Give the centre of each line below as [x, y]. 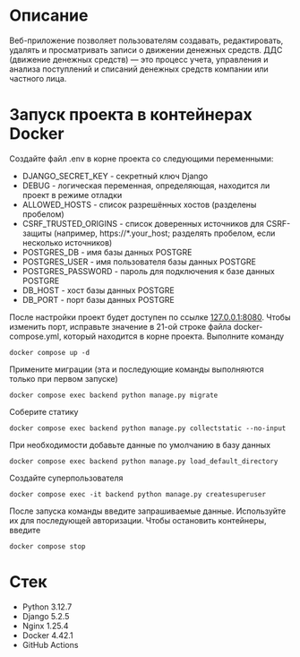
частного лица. [38, 78]
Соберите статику [44, 411]
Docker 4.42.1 [47, 635]
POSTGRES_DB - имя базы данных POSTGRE [107, 252]
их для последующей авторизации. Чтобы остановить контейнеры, [138, 520]
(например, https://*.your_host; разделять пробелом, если [164, 233]
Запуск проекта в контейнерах [131, 115]
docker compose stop [48, 546]
